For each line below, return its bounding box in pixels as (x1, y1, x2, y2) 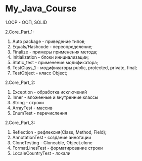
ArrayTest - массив (12, 105, 53, 111)
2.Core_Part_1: (5, 29, 34, 35)
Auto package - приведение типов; (12, 38, 86, 44)
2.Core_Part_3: (5, 120, 35, 125)
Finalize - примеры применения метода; (12, 49, 98, 55)
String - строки (12, 99, 44, 105)
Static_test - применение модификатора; (12, 59, 98, 65)
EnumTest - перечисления (12, 110, 68, 116)
